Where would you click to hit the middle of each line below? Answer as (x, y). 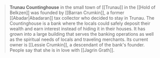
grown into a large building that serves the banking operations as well (82, 34)
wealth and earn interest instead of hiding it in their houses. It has (77, 29)
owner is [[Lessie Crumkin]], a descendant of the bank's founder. (77, 45)
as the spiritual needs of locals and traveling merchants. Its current (79, 39)
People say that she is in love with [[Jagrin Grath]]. (62, 50)
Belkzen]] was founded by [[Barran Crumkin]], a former (67, 13)
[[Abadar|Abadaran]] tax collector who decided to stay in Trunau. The (82, 18)
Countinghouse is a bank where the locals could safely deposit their (80, 23)
